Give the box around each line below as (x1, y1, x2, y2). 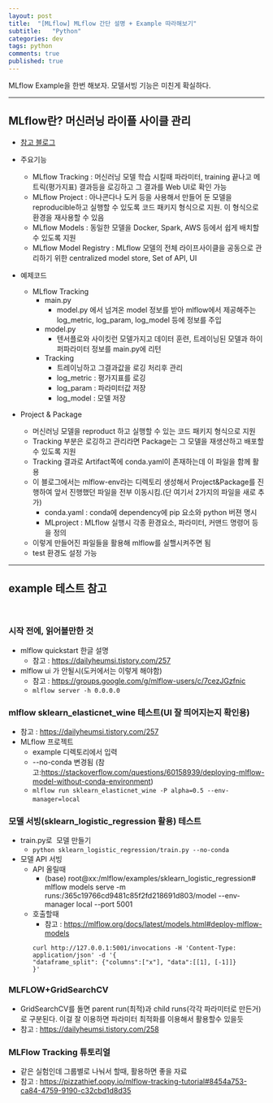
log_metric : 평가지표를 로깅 (56, 373, 146, 383)
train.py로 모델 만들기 (19, 836, 92, 846)
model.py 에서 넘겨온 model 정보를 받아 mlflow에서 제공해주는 (56, 305, 257, 314)
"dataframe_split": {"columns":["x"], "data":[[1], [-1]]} (32, 958, 237, 967)
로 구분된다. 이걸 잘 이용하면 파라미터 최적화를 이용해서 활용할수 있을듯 (19, 1014, 244, 1023)
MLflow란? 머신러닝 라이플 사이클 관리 (8, 115, 191, 128)
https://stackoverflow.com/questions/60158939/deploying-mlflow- (41, 768, 265, 777)
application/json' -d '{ (32, 951, 117, 959)
